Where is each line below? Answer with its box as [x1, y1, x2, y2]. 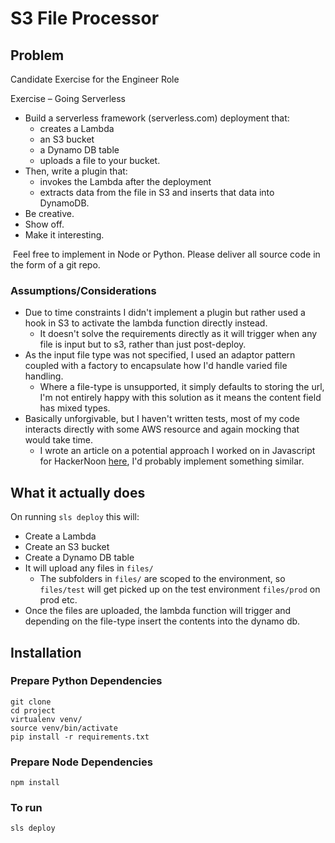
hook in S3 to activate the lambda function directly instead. [24, 317, 268, 329]
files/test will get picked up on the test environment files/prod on [39, 583, 321, 596]
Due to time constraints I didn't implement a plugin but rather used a [24, 307, 306, 319]
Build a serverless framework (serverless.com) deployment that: [24, 112, 290, 124]
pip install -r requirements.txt [10, 732, 150, 742]
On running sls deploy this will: [10, 511, 140, 523]
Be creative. [24, 208, 75, 219]
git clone [10, 697, 52, 707]
